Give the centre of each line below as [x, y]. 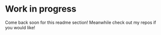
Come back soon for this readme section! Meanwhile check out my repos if [80, 22]
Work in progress [41, 9]
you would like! [20, 27]
